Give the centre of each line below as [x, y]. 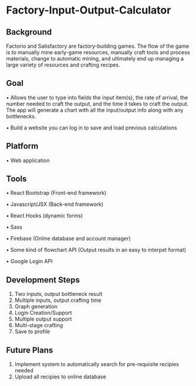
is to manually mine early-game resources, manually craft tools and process [98, 52]
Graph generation [36, 307]
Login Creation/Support [43, 313]
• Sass [14, 227]
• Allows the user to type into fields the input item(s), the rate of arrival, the [97, 97]
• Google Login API [29, 261]
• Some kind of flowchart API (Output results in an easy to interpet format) [96, 250]
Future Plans [30, 350]
